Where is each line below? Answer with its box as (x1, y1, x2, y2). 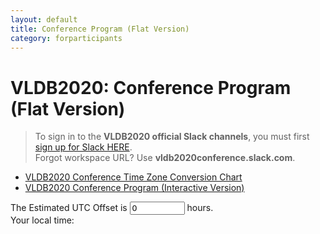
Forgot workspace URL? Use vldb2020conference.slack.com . (34, 152, 296, 164)
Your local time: (10, 214, 75, 226)
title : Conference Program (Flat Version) (10, 24, 190, 34)
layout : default (10, 14, 78, 25)
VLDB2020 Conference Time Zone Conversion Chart (24, 171, 243, 183)
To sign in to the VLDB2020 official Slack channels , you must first (34, 131, 310, 143)
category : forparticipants (10, 33, 123, 43)
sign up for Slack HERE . (34, 141, 133, 153)
